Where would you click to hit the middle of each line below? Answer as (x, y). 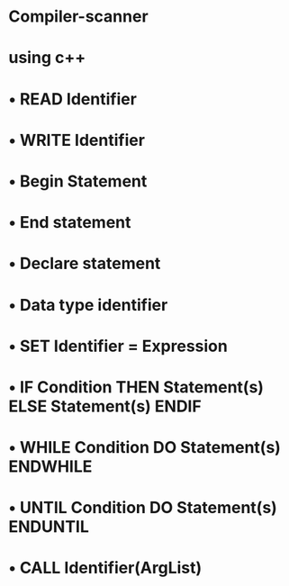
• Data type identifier (88, 305)
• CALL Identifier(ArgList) (105, 568)
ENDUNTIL (49, 527)
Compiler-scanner (79, 17)
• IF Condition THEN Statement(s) (136, 387)
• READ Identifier (72, 99)
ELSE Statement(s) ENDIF (105, 406)
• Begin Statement (78, 181)
